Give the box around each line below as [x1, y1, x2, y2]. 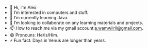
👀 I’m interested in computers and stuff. [9, 10, 89, 15]
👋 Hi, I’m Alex [9, 5, 36, 10]
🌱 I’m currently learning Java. [9, 15, 69, 20]
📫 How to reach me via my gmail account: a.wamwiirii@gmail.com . [9, 25, 143, 31]
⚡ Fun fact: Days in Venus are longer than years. [9, 37, 106, 43]
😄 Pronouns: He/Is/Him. [9, 32, 59, 38]
